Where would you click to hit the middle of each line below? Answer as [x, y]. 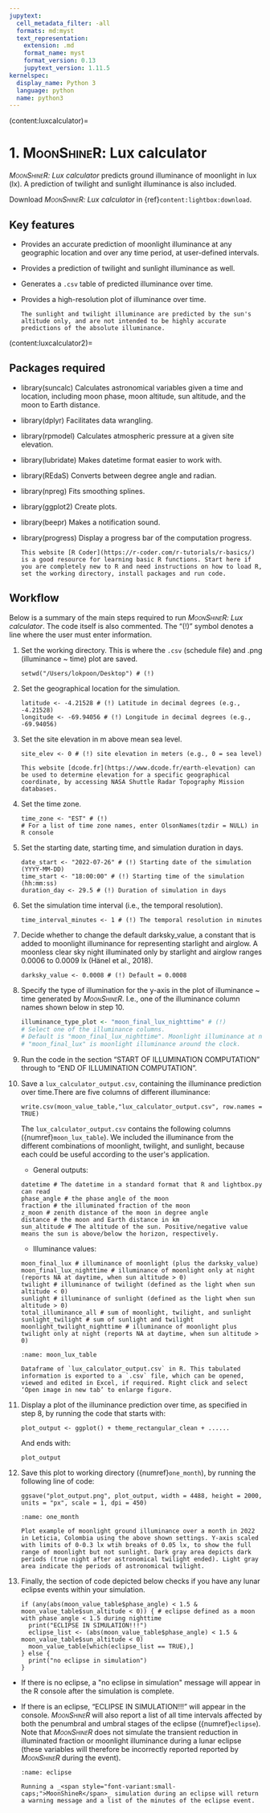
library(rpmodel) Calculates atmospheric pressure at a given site [127, 435]
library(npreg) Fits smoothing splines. [83, 491]
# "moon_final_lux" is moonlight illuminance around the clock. [131, 1044]
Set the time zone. [51, 803]
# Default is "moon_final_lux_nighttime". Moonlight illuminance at [138, 1037]
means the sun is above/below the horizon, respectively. [120, 1234]
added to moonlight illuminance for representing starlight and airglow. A [139, 943]
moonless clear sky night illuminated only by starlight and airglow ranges [141, 952]
